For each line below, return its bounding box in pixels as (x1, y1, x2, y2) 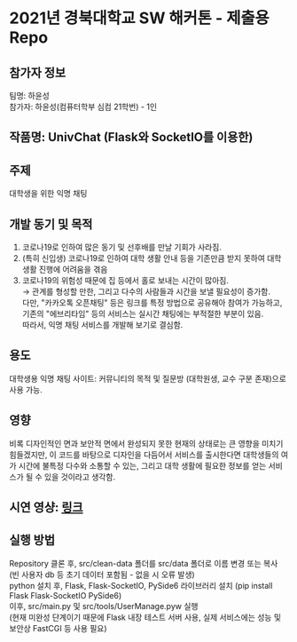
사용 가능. (9, 384, 43, 395)
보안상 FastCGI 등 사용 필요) (9, 622, 108, 633)
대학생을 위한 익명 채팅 (9, 188, 88, 199)
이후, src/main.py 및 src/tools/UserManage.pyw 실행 (9, 600, 199, 611)
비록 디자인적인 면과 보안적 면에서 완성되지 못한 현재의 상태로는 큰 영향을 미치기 (9, 438, 284, 448)
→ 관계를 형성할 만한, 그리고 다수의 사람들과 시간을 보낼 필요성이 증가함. (21, 286, 270, 297)
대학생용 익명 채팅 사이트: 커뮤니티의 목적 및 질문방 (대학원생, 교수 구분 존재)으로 (9, 373, 286, 384)
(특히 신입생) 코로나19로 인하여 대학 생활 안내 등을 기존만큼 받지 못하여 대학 (21, 253, 282, 264)
